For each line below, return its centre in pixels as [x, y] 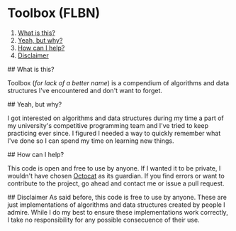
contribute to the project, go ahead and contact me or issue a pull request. [116, 183]
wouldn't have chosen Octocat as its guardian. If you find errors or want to [116, 176]
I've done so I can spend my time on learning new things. [91, 141]
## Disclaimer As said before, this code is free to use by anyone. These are [117, 197]
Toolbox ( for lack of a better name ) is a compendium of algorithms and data [118, 82]
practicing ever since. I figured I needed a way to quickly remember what [114, 133]
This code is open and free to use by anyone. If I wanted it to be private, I [114, 168]
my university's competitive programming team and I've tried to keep [108, 125]
